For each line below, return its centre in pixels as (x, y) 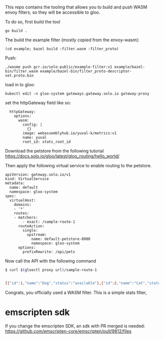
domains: (23, 205)
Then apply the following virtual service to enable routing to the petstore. (78, 166)
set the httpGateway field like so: (38, 103)
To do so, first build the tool (33, 22)
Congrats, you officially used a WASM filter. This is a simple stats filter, (76, 292)
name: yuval (35, 137)
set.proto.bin (20, 76)
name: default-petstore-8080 (61, 239)
